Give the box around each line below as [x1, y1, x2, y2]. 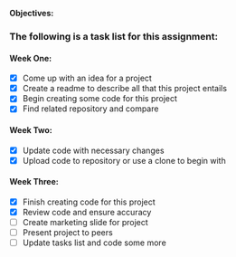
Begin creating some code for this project [22, 93, 178, 104]
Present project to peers [22, 227, 113, 238]
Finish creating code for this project [22, 196, 156, 207]
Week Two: [9, 124, 52, 135]
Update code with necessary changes [22, 145, 165, 156]
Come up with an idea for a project [22, 72, 152, 84]
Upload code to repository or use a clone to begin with [22, 155, 226, 166]
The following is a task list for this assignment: [9, 30, 219, 43]
